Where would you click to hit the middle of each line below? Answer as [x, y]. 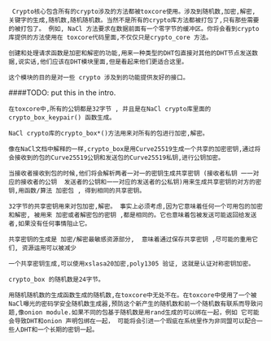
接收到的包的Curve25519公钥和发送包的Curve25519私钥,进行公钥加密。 [119, 158]
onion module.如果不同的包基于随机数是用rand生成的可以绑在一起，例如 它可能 [142, 313]
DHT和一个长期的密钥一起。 [59, 330]
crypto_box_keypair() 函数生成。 [62, 118]
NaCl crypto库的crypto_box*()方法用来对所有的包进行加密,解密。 [109, 133]
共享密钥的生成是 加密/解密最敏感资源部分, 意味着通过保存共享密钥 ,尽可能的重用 [130, 240]
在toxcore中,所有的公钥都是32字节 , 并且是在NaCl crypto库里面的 [110, 109]
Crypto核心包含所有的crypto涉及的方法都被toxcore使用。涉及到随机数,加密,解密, [134, 11]
